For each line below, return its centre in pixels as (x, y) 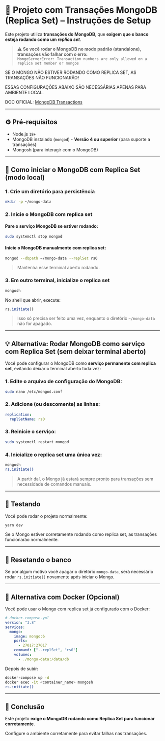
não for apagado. (35, 324)
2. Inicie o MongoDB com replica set (49, 214)
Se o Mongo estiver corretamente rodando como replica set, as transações (81, 534)
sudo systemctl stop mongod (34, 237)
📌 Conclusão (25, 707)
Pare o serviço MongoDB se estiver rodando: (52, 226)
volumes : (23, 655)
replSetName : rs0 (27, 419)
